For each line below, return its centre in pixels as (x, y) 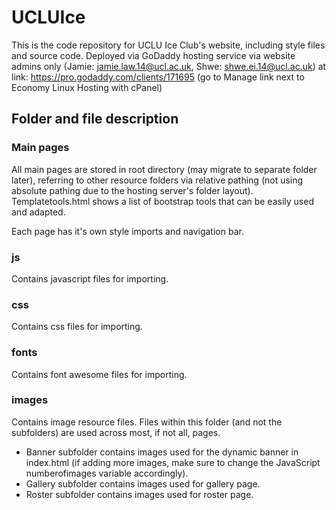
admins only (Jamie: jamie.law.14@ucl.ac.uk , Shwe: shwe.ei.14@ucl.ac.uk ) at (169, 66)
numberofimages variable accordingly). (107, 473)
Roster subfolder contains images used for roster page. (139, 494)
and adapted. (38, 212)
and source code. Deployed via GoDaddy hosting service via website (153, 55)
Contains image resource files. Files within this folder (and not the (147, 422)
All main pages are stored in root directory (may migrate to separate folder (164, 169)
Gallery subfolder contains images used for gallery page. (143, 483)
